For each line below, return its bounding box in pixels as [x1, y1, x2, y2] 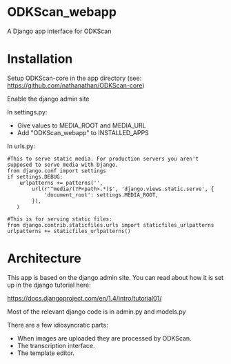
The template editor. [17, 349, 74, 357]
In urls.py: [7, 142, 36, 150]
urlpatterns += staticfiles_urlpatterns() [7, 228, 131, 234]
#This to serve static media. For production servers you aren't [7, 155, 199, 162]
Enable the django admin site [7, 94, 90, 103]
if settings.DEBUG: [7, 173, 63, 180]
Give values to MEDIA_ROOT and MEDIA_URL [17, 121, 146, 130]
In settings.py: [7, 108, 48, 116]
